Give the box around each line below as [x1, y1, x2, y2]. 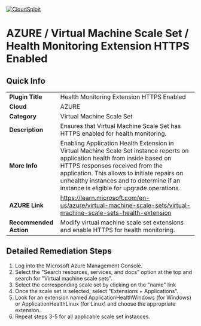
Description [9, 126, 44, 134]
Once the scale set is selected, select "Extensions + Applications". [14, 287, 179, 294]
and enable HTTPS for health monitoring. [60, 226, 175, 234]
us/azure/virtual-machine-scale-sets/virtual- [60, 201, 191, 209]
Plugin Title [9, 93, 43, 101]
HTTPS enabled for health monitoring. [60, 129, 167, 138]
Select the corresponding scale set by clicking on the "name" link [14, 281, 176, 288]
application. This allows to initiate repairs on [60, 169, 184, 177]
